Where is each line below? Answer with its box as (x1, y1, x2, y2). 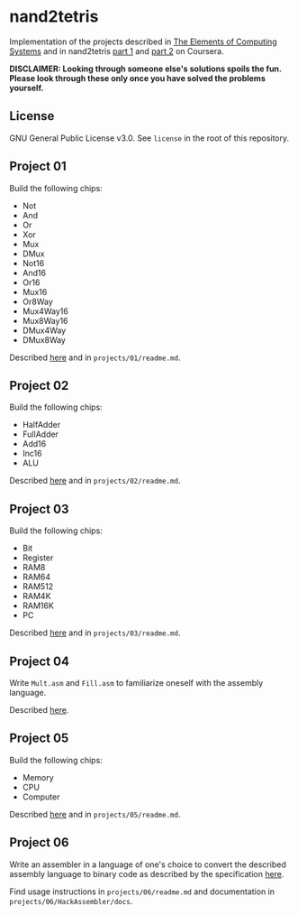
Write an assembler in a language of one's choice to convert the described (9, 859, 286, 870)
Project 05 (9, 731, 69, 746)
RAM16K (22, 600, 54, 611)
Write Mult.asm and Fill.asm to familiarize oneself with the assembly (9, 678, 264, 688)
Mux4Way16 (22, 305, 69, 317)
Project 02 (9, 377, 69, 393)
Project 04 (9, 653, 70, 669)
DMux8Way (22, 334, 66, 345)
